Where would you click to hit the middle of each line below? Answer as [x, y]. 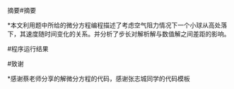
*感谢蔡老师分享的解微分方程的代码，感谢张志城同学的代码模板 [99, 78]
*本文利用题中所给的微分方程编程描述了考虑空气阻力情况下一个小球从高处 [114, 25]
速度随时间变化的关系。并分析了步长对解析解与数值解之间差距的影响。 [128, 34]
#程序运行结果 [28, 49]
